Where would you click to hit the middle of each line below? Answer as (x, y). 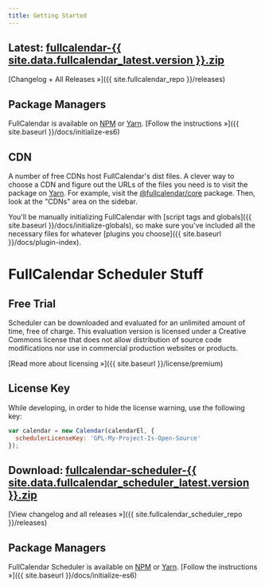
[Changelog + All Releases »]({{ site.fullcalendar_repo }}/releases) (117, 80)
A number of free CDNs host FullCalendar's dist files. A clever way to (121, 177)
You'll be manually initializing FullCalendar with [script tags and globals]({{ (130, 217)
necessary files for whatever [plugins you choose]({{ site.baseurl (115, 234)
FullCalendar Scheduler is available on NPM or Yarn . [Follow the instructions (133, 567)
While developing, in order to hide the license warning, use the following (127, 407)
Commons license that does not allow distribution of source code (115, 340)
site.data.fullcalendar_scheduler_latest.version (129, 482)
